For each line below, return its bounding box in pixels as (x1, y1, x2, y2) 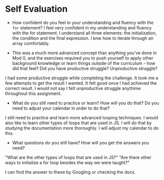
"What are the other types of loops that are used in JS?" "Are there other (5, 154, 152, 160)
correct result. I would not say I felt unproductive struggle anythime (5, 85, 141, 91)
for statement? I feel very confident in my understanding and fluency (12, 24, 152, 30)
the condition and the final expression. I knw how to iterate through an (12, 35, 154, 41)
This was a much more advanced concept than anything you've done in (12, 50, 157, 56)
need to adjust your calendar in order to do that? (12, 105, 110, 111)
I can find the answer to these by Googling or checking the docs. (5, 169, 136, 175)
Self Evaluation (5, 3, 68, 15)
